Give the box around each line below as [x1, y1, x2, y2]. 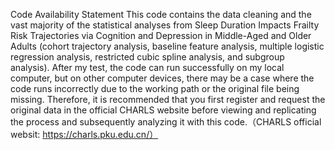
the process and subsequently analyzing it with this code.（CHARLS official [10, 116, 322, 128]
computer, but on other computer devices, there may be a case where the [10, 72, 315, 84]
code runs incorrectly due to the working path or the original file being [10, 83, 300, 94]
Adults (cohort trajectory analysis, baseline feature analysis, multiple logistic [10, 40, 325, 52]
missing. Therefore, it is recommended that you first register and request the [10, 94, 326, 105]
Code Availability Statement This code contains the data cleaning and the [10, 9, 312, 20]
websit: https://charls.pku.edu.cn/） [10, 129, 159, 140]
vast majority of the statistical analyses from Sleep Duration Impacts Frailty [10, 19, 320, 31]
